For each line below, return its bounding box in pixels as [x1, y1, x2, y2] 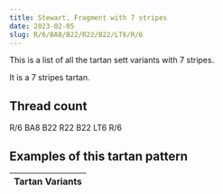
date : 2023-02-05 [9, 22, 75, 31]
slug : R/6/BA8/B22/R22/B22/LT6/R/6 [9, 30, 144, 39]
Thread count [9, 98, 88, 114]
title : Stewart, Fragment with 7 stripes [9, 13, 168, 23]
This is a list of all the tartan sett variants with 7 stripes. [9, 55, 215, 66]
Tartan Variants [14, 175, 83, 188]
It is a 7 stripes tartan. [9, 72, 90, 83]
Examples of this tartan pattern [9, 148, 188, 163]
